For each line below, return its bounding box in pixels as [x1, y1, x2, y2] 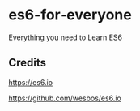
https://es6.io [8, 77, 53, 87]
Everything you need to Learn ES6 [8, 32, 123, 42]
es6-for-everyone [8, 6, 132, 24]
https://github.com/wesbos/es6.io [8, 93, 121, 103]
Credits [8, 56, 47, 70]
